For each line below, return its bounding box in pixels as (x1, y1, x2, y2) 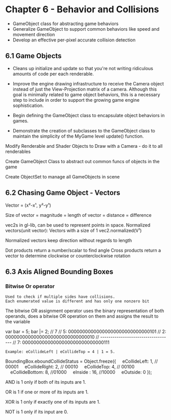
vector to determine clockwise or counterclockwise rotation (5, 252, 131, 259)
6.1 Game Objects (5, 52, 62, 60)
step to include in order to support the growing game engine (12, 97, 140, 103)
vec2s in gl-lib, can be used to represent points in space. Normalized (5, 222, 151, 228)
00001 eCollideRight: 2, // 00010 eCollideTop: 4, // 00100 (5, 364, 135, 370)
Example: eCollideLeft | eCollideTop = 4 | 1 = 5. (5, 349, 115, 355)
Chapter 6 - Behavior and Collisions (5, 4, 159, 15)
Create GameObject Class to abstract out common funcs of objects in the (5, 158, 160, 164)
